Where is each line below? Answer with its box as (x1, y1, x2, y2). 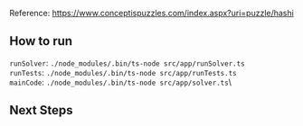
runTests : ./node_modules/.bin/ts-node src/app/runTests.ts (9, 67, 237, 77)
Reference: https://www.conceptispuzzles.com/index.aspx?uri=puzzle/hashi (9, 8, 294, 18)
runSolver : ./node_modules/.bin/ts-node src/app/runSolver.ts (9, 58, 246, 68)
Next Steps (9, 103, 73, 118)
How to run (9, 33, 73, 49)
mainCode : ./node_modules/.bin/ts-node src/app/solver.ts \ (9, 76, 232, 87)
